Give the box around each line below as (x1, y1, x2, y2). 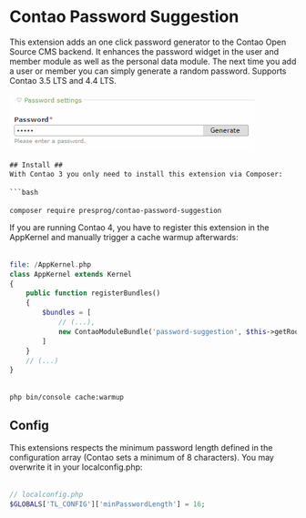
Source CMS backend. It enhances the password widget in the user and (9, 46, 280, 56)
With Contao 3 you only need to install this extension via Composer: (9, 169, 283, 178)
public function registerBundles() (25, 289, 161, 298)
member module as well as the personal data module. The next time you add (9, 56, 297, 66)
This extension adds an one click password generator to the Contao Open (9, 36, 287, 47)
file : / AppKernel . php (9, 259, 92, 269)
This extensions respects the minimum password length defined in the (9, 442, 273, 452)
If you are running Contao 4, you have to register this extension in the (9, 221, 270, 233)
